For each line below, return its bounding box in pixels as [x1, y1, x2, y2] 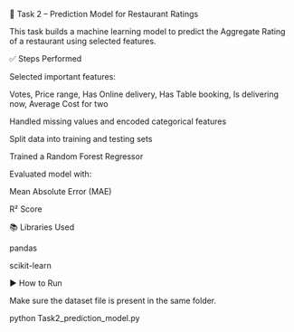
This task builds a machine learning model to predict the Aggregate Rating [9, 26, 286, 36]
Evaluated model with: [9, 168, 92, 179]
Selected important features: [9, 71, 116, 81]
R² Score [9, 204, 43, 214]
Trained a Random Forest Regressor [9, 151, 144, 162]
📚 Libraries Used [9, 222, 75, 232]
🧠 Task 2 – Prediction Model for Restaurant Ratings [9, 9, 199, 19]
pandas [9, 242, 38, 253]
